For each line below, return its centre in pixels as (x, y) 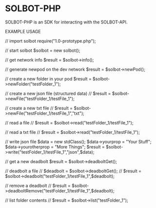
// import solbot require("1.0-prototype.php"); (50, 41)
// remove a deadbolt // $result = (38, 186)
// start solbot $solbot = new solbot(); (43, 50)
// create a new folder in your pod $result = (48, 79)
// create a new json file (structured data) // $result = (58, 93)
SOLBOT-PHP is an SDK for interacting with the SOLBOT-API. (66, 22)
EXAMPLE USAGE (23, 31)
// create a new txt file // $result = (39, 108)
